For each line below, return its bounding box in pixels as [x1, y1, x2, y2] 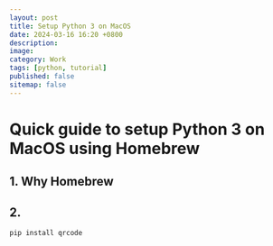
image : [9, 47, 34, 56]
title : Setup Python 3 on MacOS [9, 22, 131, 31]
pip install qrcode [9, 229, 83, 238]
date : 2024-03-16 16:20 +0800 [9, 30, 124, 39]
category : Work [9, 55, 67, 64]
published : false [9, 72, 75, 81]
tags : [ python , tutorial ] [9, 64, 107, 73]
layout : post [9, 13, 59, 23]
